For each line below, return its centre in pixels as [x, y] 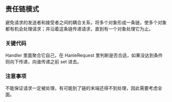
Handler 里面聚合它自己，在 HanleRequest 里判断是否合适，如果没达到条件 [84, 56]
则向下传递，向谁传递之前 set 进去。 [44, 62]
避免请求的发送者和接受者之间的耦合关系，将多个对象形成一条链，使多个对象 [86, 22]
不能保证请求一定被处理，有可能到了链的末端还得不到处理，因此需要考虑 [81, 88]
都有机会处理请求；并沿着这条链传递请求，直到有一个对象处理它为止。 [79, 29]
